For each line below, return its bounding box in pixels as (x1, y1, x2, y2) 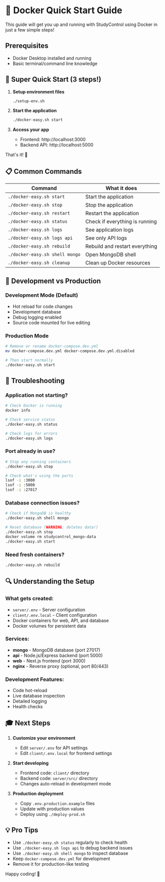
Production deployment (12, 790, 64, 797)
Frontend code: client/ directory (20, 770, 90, 776)
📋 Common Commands (5, 167, 82, 176)
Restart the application (85, 210, 139, 217)
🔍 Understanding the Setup (5, 577, 95, 586)
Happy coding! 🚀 (5, 871, 40, 877)
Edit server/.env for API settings (20, 744, 88, 751)
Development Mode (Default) (5, 292, 78, 299)
